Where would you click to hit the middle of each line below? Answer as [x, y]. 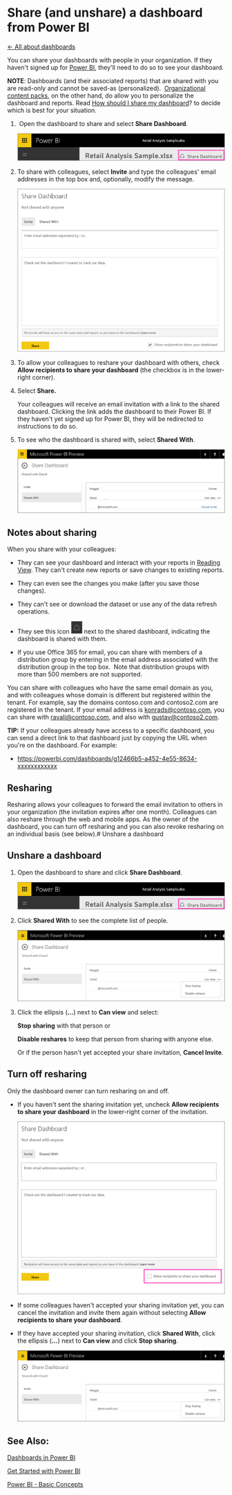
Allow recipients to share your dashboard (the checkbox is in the [111, 370]
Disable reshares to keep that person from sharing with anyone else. [115, 1039]
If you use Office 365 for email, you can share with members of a [109, 652]
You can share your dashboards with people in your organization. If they [110, 60]
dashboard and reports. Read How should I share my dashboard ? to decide [114, 102]
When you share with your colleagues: [62, 549]
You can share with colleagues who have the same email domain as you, [110, 688]
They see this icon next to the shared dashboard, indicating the [114, 632]
